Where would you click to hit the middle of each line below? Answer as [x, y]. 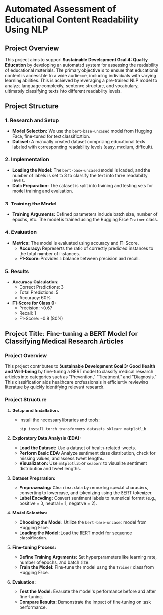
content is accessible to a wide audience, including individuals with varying [81, 75]
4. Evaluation [21, 232]
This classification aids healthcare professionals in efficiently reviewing [77, 382]
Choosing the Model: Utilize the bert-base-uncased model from [83, 522]
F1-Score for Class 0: [34, 303]
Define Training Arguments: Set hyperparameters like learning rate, [88, 557]
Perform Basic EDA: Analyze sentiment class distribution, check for [87, 453]
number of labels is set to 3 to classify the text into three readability [80, 175]
